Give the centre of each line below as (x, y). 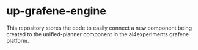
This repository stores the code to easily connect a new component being (99, 28)
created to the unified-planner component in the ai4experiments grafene (98, 34)
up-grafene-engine (57, 11)
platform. (18, 40)
